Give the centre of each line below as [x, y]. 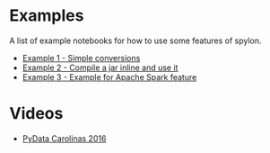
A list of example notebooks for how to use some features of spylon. [135, 40]
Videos [36, 114]
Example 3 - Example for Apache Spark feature [109, 76]
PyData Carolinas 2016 [64, 138]
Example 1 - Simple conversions [81, 58]
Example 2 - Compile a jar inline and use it [100, 67]
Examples [47, 16]
